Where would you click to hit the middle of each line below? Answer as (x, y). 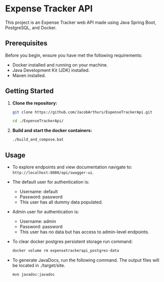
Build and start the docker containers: (52, 131)
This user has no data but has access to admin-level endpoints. (84, 232)
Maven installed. (29, 75)
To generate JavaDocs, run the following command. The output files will (86, 260)
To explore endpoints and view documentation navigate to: (72, 167)
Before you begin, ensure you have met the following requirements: (74, 55)
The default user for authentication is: (51, 182)
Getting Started (29, 91)
